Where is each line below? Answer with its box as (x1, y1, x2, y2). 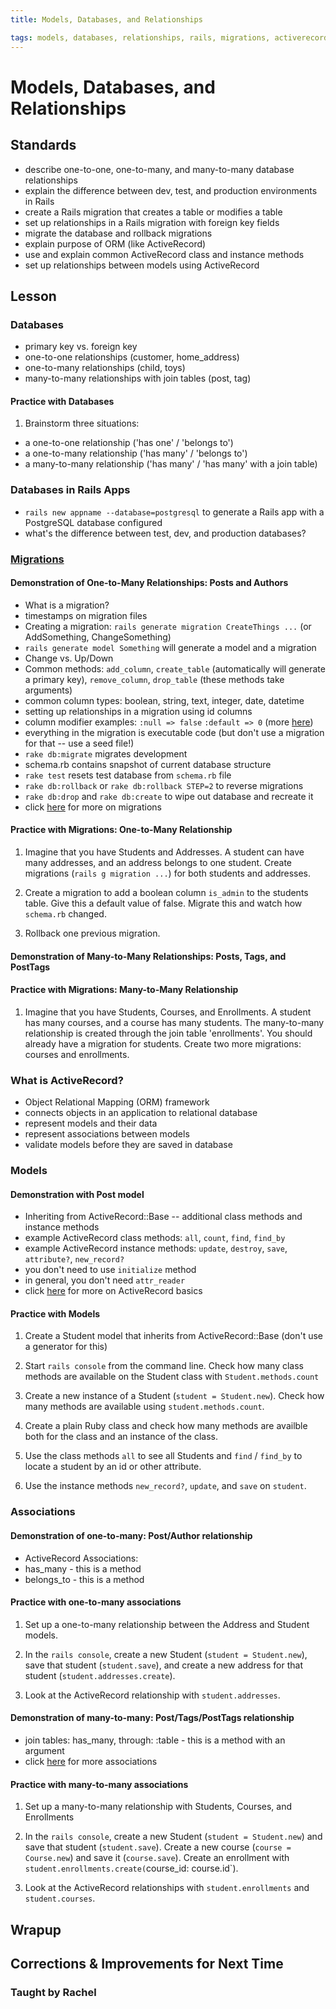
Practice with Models (10, 1307, 101, 1320)
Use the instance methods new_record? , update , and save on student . (24, 1480, 307, 1492)
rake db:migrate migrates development (24, 747, 188, 760)
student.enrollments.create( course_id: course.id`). (24, 1862, 239, 1875)
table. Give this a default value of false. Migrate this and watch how (24, 897, 303, 910)
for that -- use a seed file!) (24, 737, 135, 749)
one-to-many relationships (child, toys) (24, 362, 186, 374)
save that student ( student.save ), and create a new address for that (24, 1659, 303, 1671)
